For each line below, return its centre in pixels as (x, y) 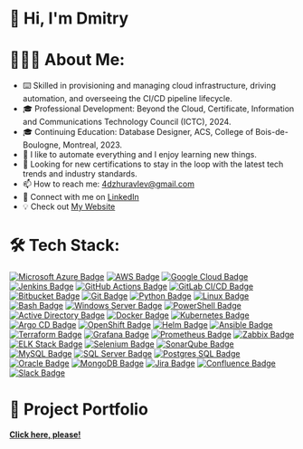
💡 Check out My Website (69, 206)
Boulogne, (42, 145)
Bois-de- (272, 132)
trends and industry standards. (80, 174)
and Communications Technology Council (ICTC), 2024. (127, 122)
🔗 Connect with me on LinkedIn (81, 197)
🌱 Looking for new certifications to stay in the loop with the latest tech (153, 164)
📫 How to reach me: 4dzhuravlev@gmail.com (108, 184)
